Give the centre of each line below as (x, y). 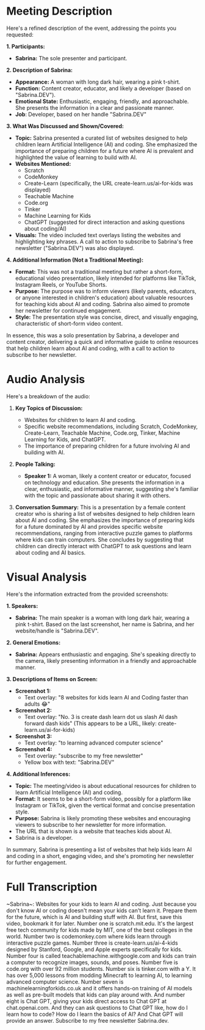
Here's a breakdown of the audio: (48, 396)
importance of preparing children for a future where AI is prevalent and (104, 151)
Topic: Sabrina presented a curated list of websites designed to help (101, 138)
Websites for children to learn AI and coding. (80, 420)
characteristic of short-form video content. (69, 323)
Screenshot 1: (33, 691)
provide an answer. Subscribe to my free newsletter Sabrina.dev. (88, 1020)
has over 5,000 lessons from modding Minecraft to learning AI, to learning (99, 975)
